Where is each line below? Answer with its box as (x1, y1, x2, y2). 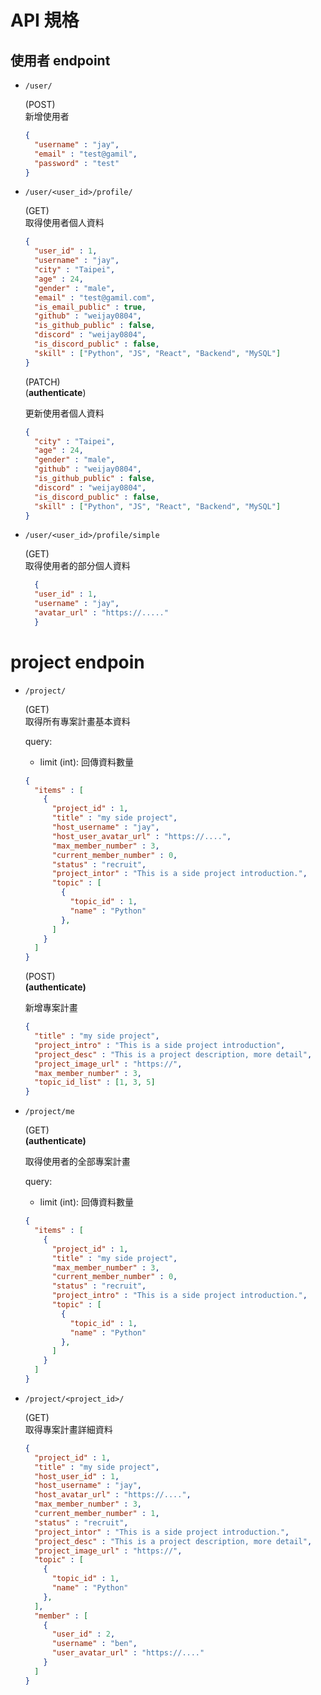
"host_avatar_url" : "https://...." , (34, 1490, 192, 1500)
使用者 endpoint (10, 52, 111, 69)
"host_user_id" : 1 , (34, 1471, 120, 1481)
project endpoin (10, 651, 145, 673)
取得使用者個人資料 (24, 217, 105, 229)
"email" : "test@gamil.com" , (34, 292, 156, 303)
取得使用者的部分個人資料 (24, 560, 131, 572)
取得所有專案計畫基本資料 (24, 715, 131, 727)
